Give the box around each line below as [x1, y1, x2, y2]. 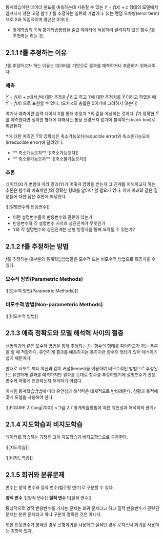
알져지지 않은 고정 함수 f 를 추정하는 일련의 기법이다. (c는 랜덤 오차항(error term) [5, 10, 160, 16]
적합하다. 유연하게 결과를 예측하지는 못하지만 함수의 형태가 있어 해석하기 [20, 349, 158, 355]
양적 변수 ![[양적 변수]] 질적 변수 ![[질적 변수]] [5, 495, 92, 501]
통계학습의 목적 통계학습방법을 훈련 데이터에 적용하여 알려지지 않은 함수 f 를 [12, 27, 155, 33]
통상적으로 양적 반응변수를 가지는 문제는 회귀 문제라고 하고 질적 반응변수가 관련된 [5, 505, 160, 511]
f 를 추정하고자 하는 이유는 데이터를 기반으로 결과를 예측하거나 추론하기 [5, 63, 139, 68]
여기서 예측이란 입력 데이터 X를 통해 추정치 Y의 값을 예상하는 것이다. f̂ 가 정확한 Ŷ [5, 111, 159, 116]
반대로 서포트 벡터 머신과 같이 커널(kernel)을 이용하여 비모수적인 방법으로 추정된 [5, 365, 158, 371]
